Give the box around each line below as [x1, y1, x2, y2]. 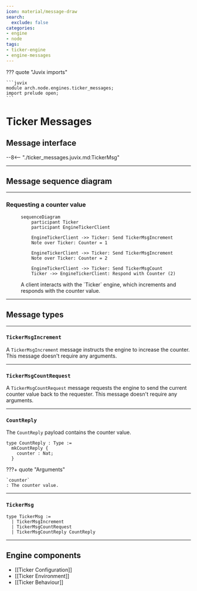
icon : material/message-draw [6, 8, 77, 15]
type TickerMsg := [6, 513, 51, 519]
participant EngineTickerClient [31, 224, 110, 230]
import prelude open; [6, 90, 59, 96]
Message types [6, 310, 64, 320]
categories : [6, 25, 35, 31]
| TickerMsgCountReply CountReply [11, 529, 96, 535]
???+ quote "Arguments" [6, 466, 66, 473]
